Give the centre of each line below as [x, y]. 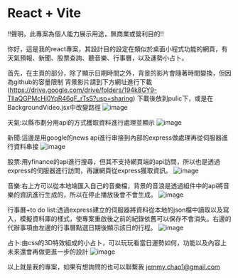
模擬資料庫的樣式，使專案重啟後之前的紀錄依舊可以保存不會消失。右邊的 [125, 218]
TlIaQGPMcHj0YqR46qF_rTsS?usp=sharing [70, 98]
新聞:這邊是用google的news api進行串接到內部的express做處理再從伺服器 [115, 138]
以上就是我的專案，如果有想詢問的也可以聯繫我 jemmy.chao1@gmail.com [114, 267]
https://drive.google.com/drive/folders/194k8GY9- [83, 90]
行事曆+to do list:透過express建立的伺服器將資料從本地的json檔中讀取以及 [115, 210]
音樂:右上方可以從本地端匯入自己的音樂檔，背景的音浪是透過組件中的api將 [115, 185]
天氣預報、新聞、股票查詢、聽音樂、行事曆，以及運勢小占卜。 [98, 58]
